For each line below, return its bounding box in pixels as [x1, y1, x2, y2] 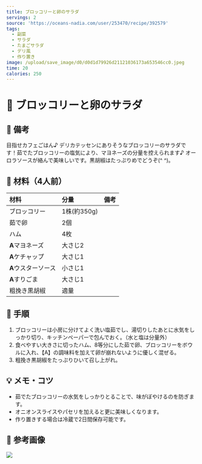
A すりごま [9, 275, 38, 284]
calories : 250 [6, 71, 42, 77]
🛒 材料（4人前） [6, 176, 66, 186]
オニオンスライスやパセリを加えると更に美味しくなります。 [14, 408, 163, 415]
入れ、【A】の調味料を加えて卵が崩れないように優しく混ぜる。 [25, 349, 180, 356]
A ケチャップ [9, 253, 44, 261]
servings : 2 [6, 14, 36, 21]
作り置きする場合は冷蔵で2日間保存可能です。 [14, 415, 129, 423]
